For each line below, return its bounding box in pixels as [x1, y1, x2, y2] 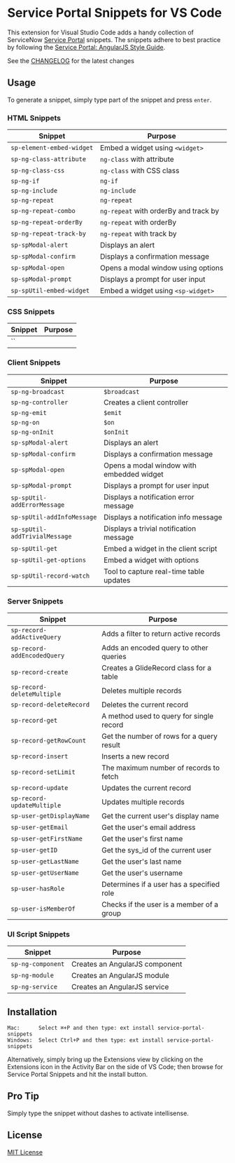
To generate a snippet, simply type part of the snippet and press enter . [7, 95, 212, 104]
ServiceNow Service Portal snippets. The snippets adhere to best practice [7, 35, 221, 43]
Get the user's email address [101, 822, 196, 832]
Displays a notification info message [104, 512, 222, 522]
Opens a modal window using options [100, 263, 224, 273]
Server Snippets [7, 596, 64, 606]
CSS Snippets [7, 306, 55, 316]
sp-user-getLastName [10, 857, 79, 865]
